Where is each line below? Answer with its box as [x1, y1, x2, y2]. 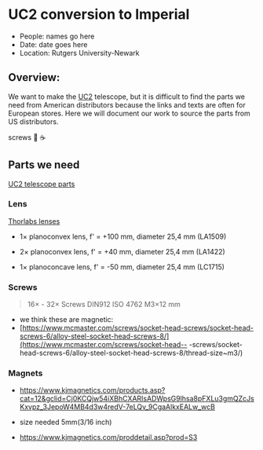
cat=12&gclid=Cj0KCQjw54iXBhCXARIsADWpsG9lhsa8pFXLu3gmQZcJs [19, 394, 255, 404]
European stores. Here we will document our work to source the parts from [8, 108, 251, 118]
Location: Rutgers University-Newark [19, 48, 140, 57]
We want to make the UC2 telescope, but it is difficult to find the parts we [8, 92, 246, 101]
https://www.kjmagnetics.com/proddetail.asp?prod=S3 [19, 433, 198, 442]
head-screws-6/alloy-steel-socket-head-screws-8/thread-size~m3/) [19, 348, 243, 358]
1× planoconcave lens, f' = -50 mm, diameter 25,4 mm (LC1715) [19, 262, 225, 272]
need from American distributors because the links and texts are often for [8, 100, 246, 109]
